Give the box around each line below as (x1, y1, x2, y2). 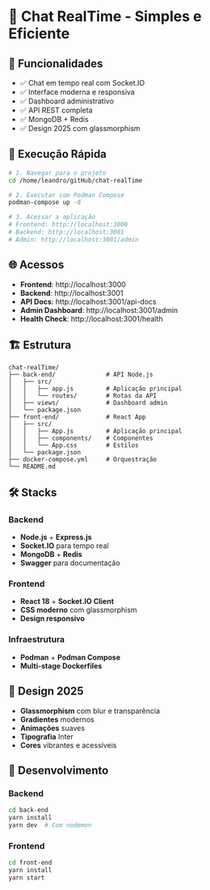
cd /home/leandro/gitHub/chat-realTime (8, 176, 143, 184)
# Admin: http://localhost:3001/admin (8, 235, 139, 243)
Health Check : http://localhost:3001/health (19, 314, 163, 323)
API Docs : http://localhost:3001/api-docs (19, 297, 157, 306)
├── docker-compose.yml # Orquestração (8, 456, 157, 464)
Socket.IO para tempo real (19, 541, 109, 550)
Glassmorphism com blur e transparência (19, 706, 160, 715)
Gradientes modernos (19, 715, 94, 724)
